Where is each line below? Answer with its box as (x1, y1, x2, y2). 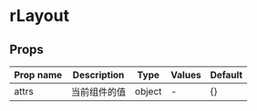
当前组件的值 (71, 86, 127, 98)
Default (210, 69, 243, 81)
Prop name (14, 69, 63, 81)
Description (72, 69, 125, 81)
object (135, 86, 162, 97)
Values (170, 69, 202, 81)
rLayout (9, 5, 70, 26)
